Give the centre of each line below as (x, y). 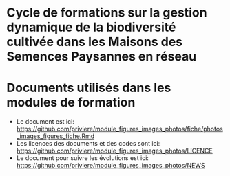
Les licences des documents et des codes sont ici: (88, 144)
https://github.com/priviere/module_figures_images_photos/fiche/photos (119, 129)
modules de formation (71, 103)
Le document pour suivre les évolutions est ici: (83, 158)
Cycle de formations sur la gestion (107, 13)
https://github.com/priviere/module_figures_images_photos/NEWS (111, 166)
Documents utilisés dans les (89, 88)
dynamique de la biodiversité (91, 27)
